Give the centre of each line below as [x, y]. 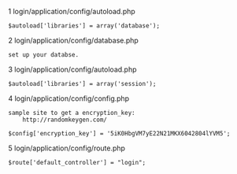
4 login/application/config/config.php [69, 98]
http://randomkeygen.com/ [65, 120]
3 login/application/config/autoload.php [72, 69]
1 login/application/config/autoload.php [72, 11]
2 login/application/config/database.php [74, 40]
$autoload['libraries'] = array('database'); [84, 26]
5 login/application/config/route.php [67, 148]
